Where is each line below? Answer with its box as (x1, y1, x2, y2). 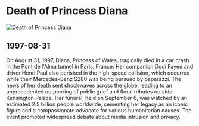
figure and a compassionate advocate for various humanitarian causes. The (6, 106, 192, 114)
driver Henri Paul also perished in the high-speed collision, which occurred (6, 69, 190, 76)
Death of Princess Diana (6, 4, 128, 18)
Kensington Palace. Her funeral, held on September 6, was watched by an (6, 94, 188, 101)
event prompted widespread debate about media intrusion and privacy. (6, 113, 181, 120)
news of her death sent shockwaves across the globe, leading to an (6, 82, 173, 89)
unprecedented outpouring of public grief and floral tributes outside (6, 88, 173, 95)
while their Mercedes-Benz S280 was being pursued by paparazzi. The (6, 75, 182, 82)
